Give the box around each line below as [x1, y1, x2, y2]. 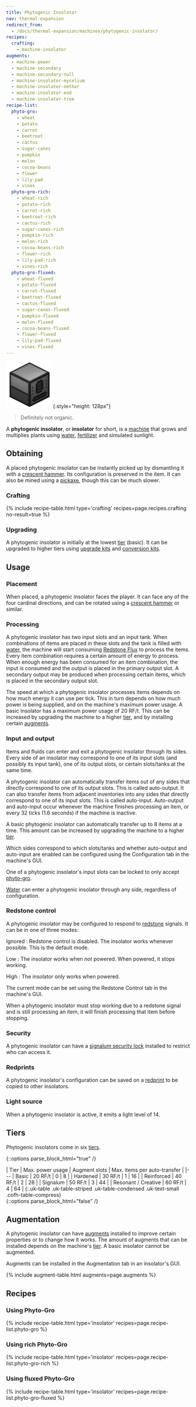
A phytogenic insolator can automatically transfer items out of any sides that [6, 778, 190, 785]
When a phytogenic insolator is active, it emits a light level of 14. [6, 1110, 160, 1118]
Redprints [6, 1063, 35, 1072]
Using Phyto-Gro [6, 1306, 55, 1314]
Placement [6, 580, 37, 588]
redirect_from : [6, 22, 43, 28]
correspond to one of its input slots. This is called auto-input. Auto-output [6, 796, 184, 804]
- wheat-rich [16, 196, 49, 201]
